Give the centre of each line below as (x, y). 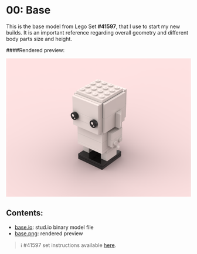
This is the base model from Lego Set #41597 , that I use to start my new (93, 26)
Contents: (25, 213)
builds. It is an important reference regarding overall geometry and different (97, 32)
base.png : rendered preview (49, 233)
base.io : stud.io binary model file (54, 227)
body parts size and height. (39, 39)
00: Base (28, 10)
